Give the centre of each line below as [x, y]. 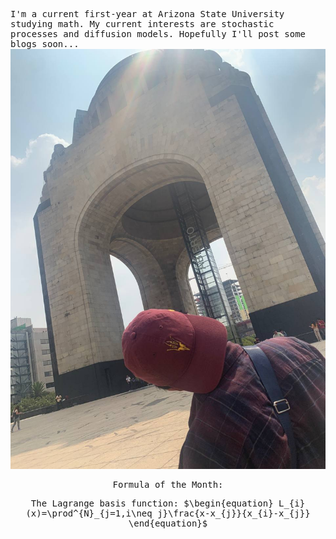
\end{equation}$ [168, 523]
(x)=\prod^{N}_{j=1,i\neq [89, 513]
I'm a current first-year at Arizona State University [147, 14]
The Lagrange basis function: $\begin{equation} [152, 503]
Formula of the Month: [168, 484]
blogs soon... [45, 44]
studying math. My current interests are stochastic [142, 24]
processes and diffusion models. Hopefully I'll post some [158, 34]
